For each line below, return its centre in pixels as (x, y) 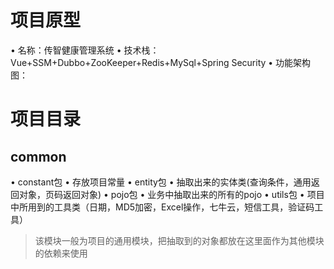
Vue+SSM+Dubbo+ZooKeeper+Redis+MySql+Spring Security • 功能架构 (161, 62)
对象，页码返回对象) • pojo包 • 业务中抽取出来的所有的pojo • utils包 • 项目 (171, 194)
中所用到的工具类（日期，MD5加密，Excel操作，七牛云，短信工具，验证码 (162, 207)
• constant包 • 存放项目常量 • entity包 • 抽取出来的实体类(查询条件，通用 (161, 182)
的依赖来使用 (61, 253)
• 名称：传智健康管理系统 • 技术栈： (85, 50)
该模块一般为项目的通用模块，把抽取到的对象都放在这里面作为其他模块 (179, 240)
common (38, 156)
